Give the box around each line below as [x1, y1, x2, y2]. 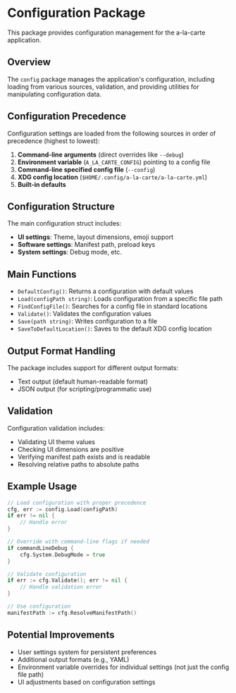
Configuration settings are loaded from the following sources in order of [7, 129, 216, 137]
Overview [7, 56, 51, 68]
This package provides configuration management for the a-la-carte [7, 28, 206, 37]
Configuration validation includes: [7, 424, 105, 432]
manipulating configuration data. [7, 90, 102, 98]
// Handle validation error [20, 584, 102, 591]
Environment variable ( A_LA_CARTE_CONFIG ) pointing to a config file [17, 157, 211, 166]
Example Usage [7, 481, 77, 493]
